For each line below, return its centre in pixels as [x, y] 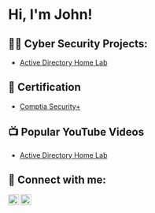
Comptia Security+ [50, 106]
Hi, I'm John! [50, 15]
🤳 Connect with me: [57, 180]
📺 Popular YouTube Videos [76, 132]
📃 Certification [44, 87]
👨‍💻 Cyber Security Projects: [78, 44]
